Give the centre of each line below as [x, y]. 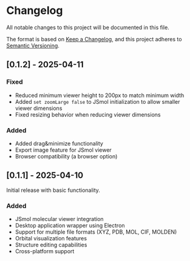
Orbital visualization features [51, 239]
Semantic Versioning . [33, 46]
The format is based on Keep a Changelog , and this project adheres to [94, 39]
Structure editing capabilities [51, 245]
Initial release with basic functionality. [53, 190]
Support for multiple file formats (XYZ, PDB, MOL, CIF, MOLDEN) [96, 232]
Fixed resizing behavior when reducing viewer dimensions [88, 114]
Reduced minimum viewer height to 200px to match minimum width [100, 95]
